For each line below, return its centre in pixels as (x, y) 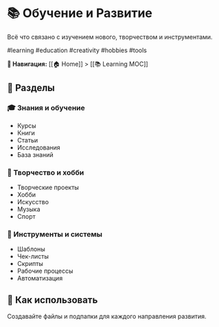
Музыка (28, 209)
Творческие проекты (48, 187)
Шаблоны (31, 249)
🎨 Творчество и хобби (46, 172)
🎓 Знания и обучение (46, 108)
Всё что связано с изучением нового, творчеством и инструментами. (110, 37)
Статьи (27, 140)
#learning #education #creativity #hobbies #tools (77, 50)
